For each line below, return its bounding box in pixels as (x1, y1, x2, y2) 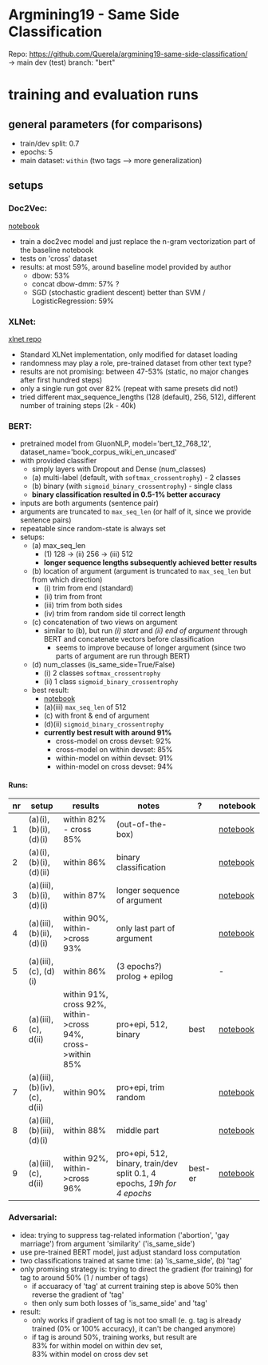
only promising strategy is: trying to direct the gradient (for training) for (19, 1264, 254, 1274)
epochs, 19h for (116, 1178, 177, 1189)
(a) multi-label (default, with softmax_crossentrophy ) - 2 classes (31, 473, 241, 482)
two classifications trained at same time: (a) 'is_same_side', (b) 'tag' (19, 1255, 242, 1265)
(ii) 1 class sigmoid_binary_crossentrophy (43, 677, 179, 687)
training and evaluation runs (8, 86, 199, 104)
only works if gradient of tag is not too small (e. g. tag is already (31, 1315, 242, 1325)
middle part (116, 1125, 160, 1136)
